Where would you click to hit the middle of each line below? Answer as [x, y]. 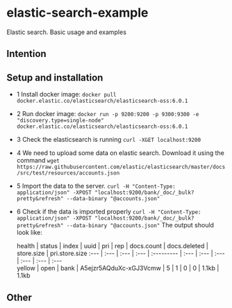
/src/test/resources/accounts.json [68, 173]
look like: [29, 233]
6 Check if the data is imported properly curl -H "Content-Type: [109, 212]
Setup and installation [55, 78]
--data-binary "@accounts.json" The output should [140, 225]
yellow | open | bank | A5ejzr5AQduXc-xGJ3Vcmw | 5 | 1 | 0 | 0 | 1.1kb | [118, 268]
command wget [38, 161]
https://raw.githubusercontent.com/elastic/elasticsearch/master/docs [121, 167]
